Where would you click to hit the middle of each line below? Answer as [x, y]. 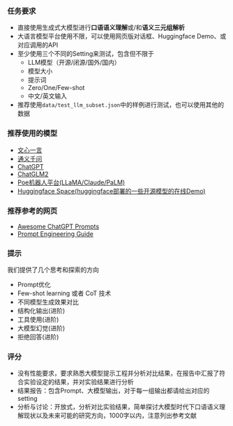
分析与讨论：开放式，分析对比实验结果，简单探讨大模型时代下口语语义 [118, 407]
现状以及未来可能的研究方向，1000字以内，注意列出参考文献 [110, 416]
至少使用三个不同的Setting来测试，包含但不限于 [86, 54]
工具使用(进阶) [38, 320]
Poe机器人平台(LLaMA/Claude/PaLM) [71, 182]
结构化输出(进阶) [41, 311]
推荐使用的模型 [32, 133]
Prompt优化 [34, 285]
